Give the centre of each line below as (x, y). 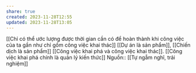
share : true (21, 11)
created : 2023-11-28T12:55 (39, 17)
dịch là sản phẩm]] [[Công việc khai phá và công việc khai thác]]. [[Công (94, 51)
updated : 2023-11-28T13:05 (39, 22)
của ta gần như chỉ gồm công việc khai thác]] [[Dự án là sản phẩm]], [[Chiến (98, 45)
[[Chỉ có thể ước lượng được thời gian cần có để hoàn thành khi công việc (95, 39)
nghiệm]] (17, 64)
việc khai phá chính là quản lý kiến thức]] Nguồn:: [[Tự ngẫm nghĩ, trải (91, 58)
